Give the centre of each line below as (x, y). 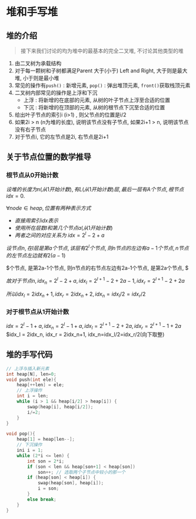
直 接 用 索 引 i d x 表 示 (36, 220)
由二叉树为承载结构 (38, 63)
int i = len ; (33, 396)
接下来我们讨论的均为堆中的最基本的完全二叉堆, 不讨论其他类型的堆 (102, 51)
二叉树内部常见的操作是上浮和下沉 (56, 93)
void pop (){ (21, 434)
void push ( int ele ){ (31, 380)
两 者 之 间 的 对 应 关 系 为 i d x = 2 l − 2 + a (59, 235)
